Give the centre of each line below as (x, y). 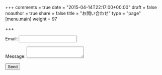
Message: (16, 56)
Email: (12, 39)
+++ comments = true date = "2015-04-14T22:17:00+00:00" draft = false (81, 7)
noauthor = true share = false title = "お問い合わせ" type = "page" (73, 13)
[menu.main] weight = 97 (31, 19)
